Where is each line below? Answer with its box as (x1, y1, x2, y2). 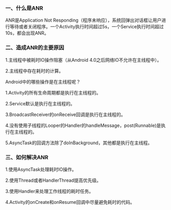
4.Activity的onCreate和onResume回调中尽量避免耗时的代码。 (5, 199, 135, 205)
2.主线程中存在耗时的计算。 (5, 68, 64, 74)
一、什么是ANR (5, 4, 44, 11)
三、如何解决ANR (5, 154, 49, 161)
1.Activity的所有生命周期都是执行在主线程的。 (5, 89, 101, 96)
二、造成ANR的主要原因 (5, 44, 64, 51)
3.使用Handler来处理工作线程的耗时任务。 (5, 188, 94, 194)
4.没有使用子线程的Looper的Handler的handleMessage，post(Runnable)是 (5, 122, 161, 128)
